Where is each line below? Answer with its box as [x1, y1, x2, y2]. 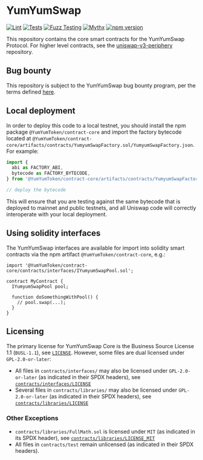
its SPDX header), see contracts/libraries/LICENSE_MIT [14, 434, 155, 441]
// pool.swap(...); [17, 299, 66, 305]
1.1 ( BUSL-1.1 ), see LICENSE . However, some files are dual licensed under [6, 349, 185, 356]
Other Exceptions [6, 414, 59, 423]
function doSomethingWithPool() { [11, 294, 98, 300]
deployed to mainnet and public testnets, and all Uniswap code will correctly [6, 204, 196, 212]
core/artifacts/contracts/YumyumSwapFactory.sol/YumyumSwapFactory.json [6, 142, 193, 148]
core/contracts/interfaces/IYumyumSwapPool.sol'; [6, 267, 134, 274]
